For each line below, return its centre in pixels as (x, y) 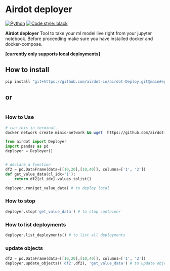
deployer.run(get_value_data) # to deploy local (57, 188)
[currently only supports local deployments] (53, 54)
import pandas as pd (27, 146)
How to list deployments (36, 224)
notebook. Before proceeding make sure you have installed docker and (79, 39)
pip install (18, 81)
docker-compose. (24, 44)
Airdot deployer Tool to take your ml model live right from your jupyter (79, 33)
